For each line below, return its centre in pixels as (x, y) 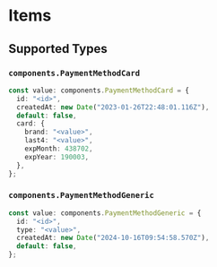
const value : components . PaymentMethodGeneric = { (105, 213)
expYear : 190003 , (57, 157)
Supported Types (58, 49)
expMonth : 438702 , (59, 149)
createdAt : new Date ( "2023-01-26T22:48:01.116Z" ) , (113, 107)
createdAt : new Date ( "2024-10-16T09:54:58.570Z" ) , (113, 238)
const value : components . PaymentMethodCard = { (99, 90)
